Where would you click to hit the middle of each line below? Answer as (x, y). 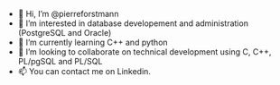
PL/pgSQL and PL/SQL (60, 61)
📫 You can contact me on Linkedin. (84, 71)
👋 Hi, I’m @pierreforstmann (68, 14)
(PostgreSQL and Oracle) (65, 33)
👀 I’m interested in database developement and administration (133, 23)
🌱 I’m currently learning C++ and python (93, 42)
